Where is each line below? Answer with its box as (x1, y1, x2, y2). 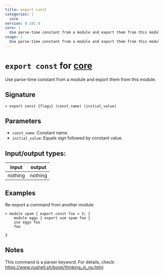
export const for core (5, 60, 93, 71)
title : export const (5, 7, 47, 12)
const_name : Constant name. (12, 130, 69, 136)
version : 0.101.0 (5, 21, 41, 26)
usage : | (5, 35, 23, 40)
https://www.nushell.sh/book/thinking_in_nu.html (5, 264, 103, 270)
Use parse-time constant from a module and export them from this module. (5, 76, 156, 82)
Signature (5, 91, 36, 99)
